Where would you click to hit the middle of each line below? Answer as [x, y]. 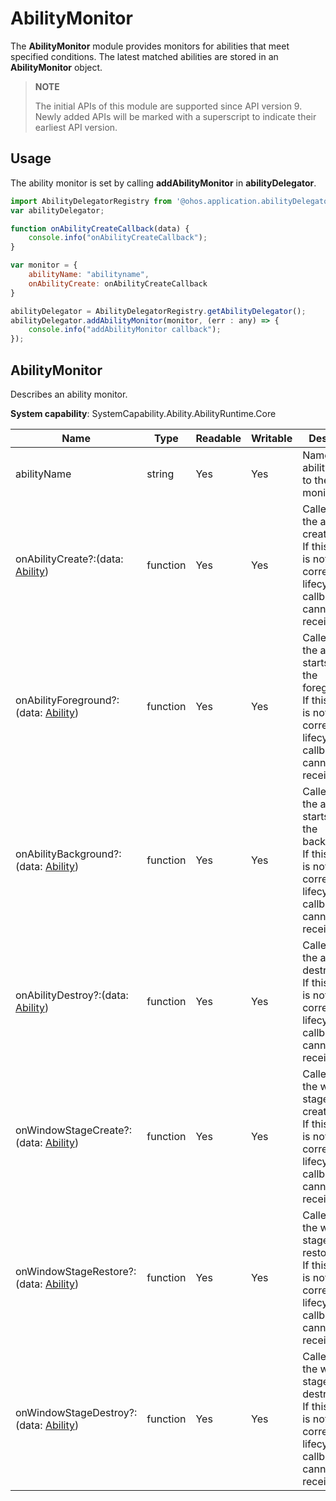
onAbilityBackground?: [68, 854]
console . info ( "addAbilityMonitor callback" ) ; [125, 330]
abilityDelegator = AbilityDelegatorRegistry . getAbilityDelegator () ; [158, 311]
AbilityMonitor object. [56, 67]
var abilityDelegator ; [57, 210]
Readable [218, 438]
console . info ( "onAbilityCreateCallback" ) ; [118, 238]
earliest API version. [76, 127]
